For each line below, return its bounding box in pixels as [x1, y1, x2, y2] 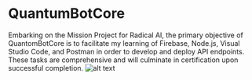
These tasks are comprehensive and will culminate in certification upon [8, 55, 239, 64]
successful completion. [8, 63, 84, 72]
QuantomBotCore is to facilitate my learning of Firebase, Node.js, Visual [8, 38, 240, 47]
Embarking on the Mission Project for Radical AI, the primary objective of [8, 30, 243, 40]
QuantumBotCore [8, 5, 126, 23]
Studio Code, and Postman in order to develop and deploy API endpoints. [8, 47, 245, 56]
